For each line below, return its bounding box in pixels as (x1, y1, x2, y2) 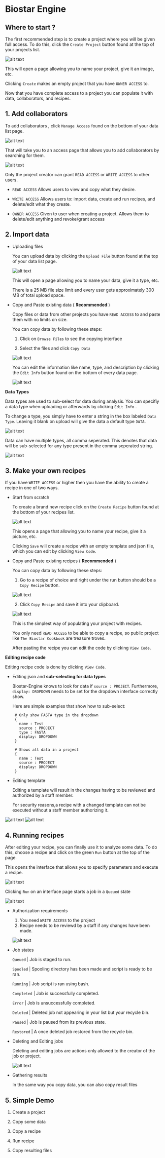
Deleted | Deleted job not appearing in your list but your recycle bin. (12, 1009, 150, 1015)
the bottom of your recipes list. (12, 509, 75, 515)
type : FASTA (19, 730, 46, 735)
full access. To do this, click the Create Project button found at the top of (5, 41, 155, 47)
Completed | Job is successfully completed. (12, 991, 99, 997)
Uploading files (12, 243, 43, 249)
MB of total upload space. (12, 292, 65, 298)
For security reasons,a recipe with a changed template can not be (12, 802, 146, 808)
